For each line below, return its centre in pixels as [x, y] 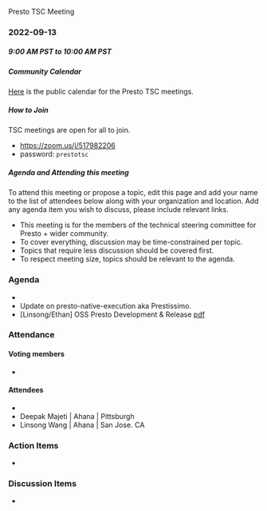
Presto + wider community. [64, 234]
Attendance [31, 335]
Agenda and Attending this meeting [69, 172]
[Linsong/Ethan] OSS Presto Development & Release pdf [112, 314]
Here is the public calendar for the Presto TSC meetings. [101, 92]
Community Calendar [45, 71]
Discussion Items [43, 484]
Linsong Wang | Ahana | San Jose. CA [82, 425]
